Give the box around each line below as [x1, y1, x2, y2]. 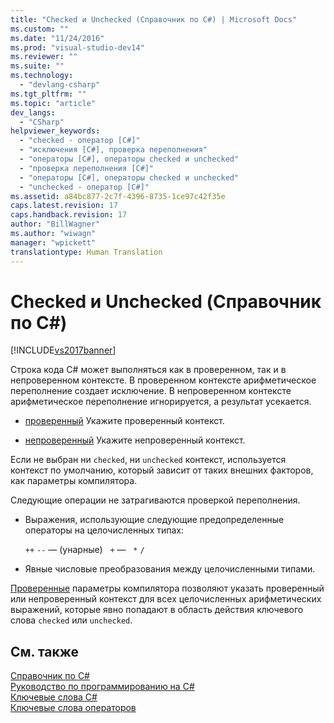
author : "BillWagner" [10, 219, 101, 230]
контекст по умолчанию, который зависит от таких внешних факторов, [10, 464, 314, 476]
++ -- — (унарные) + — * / [24, 544, 145, 556]
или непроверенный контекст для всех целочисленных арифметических [10, 593, 322, 605]
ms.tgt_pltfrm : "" [10, 89, 87, 99]
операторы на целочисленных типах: [24, 524, 185, 536]
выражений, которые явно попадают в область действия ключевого [10, 604, 304, 616]
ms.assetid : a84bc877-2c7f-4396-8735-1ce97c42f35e [10, 191, 226, 201]
